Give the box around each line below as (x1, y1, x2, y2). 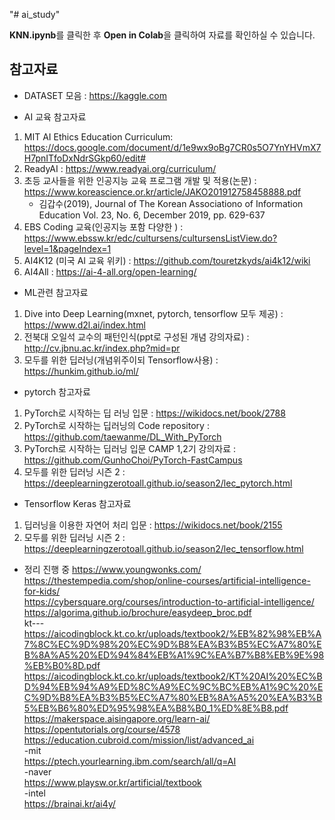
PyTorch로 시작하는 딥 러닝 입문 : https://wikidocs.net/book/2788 (23, 407, 286, 419)
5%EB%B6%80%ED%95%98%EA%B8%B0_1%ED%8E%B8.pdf (23, 702, 289, 714)
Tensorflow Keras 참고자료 (23, 497, 132, 509)
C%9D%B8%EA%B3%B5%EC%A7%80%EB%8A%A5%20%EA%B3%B (23, 691, 323, 703)
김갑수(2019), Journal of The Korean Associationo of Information (38, 197, 304, 209)
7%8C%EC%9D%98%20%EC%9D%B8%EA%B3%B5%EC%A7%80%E (23, 638, 322, 650)
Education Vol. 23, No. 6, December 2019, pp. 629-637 (38, 209, 266, 221)
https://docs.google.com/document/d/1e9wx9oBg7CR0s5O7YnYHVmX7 (23, 141, 322, 153)
